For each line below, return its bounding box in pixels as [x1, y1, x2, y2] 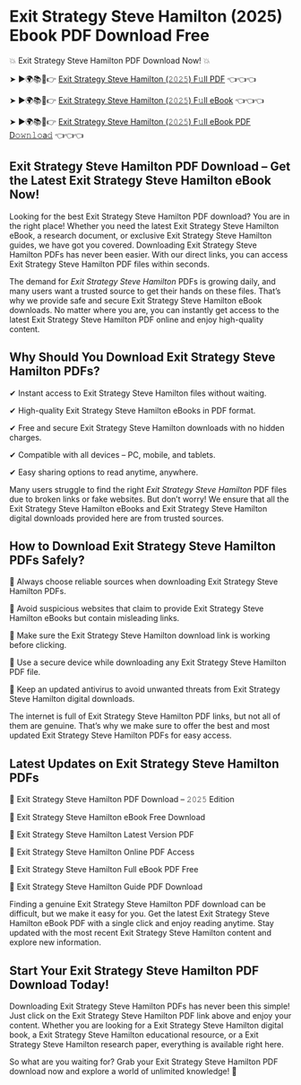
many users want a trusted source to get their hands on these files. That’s [9, 285, 281, 296]
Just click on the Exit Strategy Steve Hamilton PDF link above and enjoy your [9, 1011, 292, 1020]
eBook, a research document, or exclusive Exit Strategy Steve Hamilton [9, 230, 272, 241]
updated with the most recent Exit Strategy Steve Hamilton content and [9, 927, 271, 939]
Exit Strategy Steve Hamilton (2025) [9, 6, 283, 27]
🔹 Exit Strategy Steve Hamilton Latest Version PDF [9, 829, 194, 840]
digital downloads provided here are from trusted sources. [9, 512, 224, 523]
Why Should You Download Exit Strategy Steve [9, 350, 276, 365]
